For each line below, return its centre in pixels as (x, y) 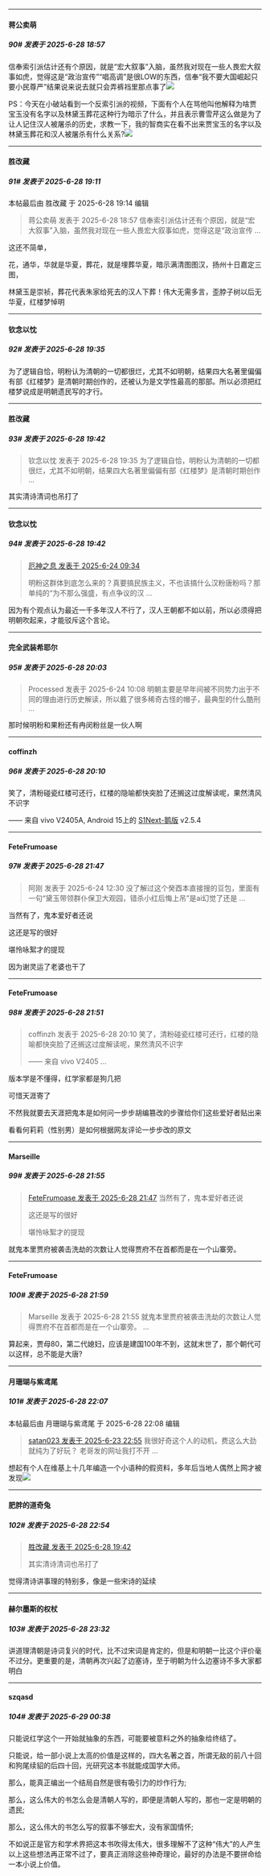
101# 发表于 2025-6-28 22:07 (58, 1401)
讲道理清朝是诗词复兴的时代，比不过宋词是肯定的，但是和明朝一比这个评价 (131, 1650)
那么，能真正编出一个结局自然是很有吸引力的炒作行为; (98, 1783)
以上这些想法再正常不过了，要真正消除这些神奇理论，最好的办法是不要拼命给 (135, 1854)
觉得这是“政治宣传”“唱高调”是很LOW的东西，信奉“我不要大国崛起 (143, 77)
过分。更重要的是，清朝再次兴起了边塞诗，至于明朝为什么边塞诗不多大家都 (138, 1660)
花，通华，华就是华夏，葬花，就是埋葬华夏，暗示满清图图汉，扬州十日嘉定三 (135, 265)
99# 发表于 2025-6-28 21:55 (57, 1176)
